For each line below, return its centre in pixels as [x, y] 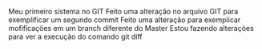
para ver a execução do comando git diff [75, 36]
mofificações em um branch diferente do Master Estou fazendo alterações [131, 28]
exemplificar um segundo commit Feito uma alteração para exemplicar [125, 20]
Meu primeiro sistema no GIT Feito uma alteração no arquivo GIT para [123, 11]
